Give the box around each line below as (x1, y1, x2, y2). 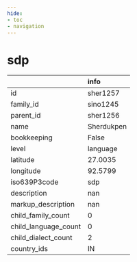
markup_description (10, 200, 75, 209)
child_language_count (10, 222, 81, 231)
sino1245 (87, 100, 119, 109)
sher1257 (87, 88, 120, 98)
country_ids (10, 244, 48, 254)
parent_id (10, 111, 41, 120)
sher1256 (87, 111, 120, 120)
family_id (10, 100, 39, 109)
